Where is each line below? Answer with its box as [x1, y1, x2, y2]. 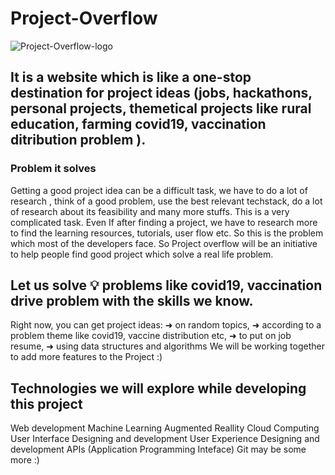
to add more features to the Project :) [10, 351, 163, 363]
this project [10, 395, 83, 412]
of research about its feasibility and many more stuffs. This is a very [10, 205, 290, 217]
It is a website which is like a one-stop [10, 69, 252, 86]
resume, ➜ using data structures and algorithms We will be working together [10, 340, 325, 352]
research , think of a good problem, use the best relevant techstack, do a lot [10, 195, 323, 207]
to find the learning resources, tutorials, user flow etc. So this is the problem [10, 227, 324, 239]
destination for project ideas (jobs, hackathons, [10, 85, 313, 102]
